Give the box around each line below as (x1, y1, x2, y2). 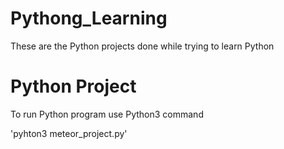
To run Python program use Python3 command (10, 108, 204, 120)
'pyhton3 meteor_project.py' (10, 127, 128, 139)
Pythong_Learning (10, 7, 168, 30)
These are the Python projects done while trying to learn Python (10, 40, 275, 52)
